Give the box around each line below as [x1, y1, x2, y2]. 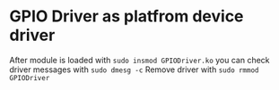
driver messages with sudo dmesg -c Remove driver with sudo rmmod [9, 64, 259, 75]
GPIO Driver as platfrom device [9, 6, 244, 27]
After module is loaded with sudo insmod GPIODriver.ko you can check [9, 54, 271, 65]
